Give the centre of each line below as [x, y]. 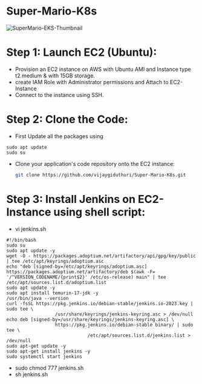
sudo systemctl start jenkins [44, 356]
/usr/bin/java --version [37, 298]
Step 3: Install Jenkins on [71, 199]
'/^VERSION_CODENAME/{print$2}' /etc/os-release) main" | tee [86, 277]
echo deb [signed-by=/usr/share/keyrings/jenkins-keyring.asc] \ [90, 319]
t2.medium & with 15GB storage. [55, 75]
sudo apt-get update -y [36, 346]
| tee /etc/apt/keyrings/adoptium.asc [55, 261]
